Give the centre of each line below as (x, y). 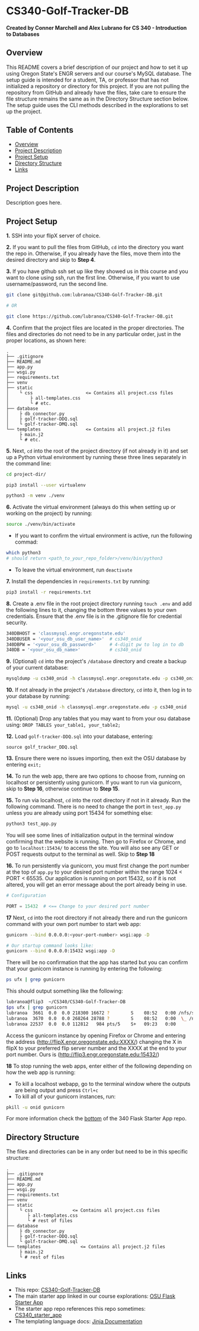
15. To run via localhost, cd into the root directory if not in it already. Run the (98, 801)
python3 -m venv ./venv (36, 496)
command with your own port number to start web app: (73, 924)
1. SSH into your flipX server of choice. (53, 236)
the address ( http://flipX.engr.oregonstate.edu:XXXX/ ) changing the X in (94, 1041)
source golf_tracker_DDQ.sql (42, 748)
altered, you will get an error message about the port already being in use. (97, 884)
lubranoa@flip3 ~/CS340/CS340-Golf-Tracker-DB (66, 1002)
